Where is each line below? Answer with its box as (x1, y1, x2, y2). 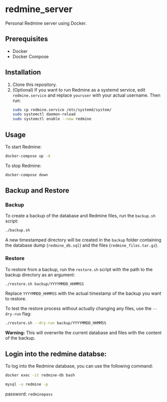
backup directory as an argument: (5, 272, 75, 278)
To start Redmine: (5, 144, 42, 149)
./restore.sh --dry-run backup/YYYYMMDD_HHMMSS (5, 320, 107, 326)
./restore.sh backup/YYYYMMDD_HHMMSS (5, 281, 84, 286)
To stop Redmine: (5, 163, 42, 169)
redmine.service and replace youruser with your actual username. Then (12, 92, 160, 98)
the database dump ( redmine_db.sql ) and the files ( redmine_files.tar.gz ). (5, 243, 159, 249)
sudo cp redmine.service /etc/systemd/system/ (12, 107, 112, 112)
